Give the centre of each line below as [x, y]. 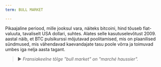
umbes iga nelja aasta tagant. [35, 49]
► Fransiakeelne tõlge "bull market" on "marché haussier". [78, 59]
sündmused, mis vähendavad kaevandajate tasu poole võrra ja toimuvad [79, 44]
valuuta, [13, 33]
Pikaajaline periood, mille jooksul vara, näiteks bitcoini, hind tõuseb [74, 28]
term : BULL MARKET [24, 10]
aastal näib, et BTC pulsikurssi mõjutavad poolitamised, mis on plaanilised [80, 39]
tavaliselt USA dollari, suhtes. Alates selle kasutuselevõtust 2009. [89, 33]
